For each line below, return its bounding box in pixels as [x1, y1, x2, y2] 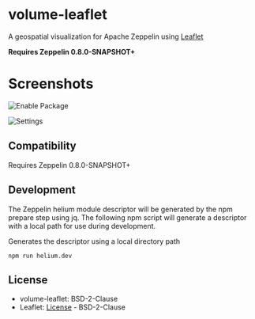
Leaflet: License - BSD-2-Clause [19, 302, 126, 312]
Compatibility [8, 139, 77, 153]
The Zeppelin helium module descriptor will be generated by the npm [8, 204, 233, 214]
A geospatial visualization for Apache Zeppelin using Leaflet [8, 32, 204, 41]
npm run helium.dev [8, 252, 73, 260]
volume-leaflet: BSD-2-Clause [19, 294, 118, 304]
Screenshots [8, 75, 94, 93]
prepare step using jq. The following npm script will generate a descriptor [8, 212, 247, 222]
